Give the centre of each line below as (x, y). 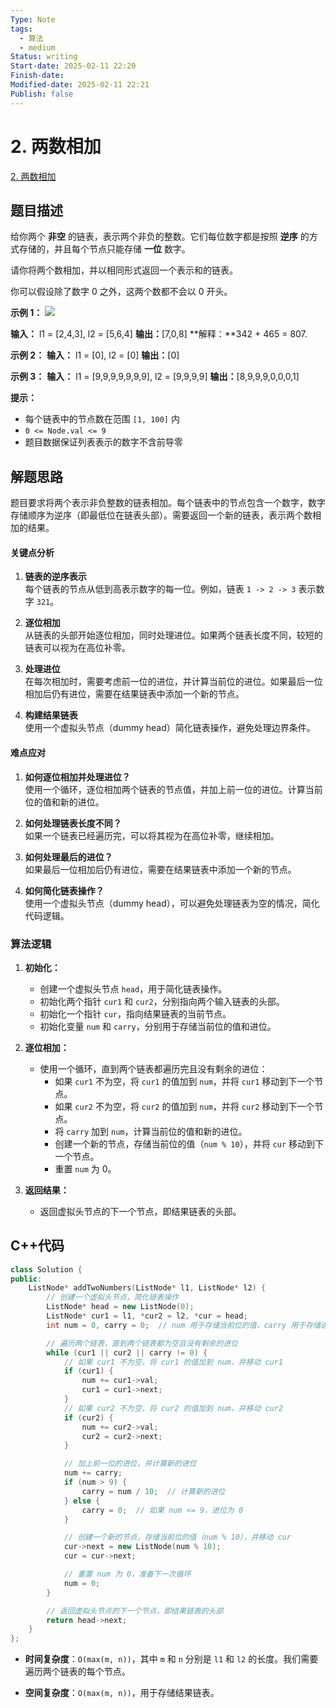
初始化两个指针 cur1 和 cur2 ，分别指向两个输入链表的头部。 (162, 1001)
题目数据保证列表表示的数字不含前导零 (103, 442)
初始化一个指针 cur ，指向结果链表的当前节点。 (135, 1013)
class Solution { (46, 1269)
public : (26, 1279)
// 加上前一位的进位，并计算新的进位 (130, 1464)
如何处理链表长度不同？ (73, 823)
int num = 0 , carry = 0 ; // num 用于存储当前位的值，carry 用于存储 (183, 1325)
